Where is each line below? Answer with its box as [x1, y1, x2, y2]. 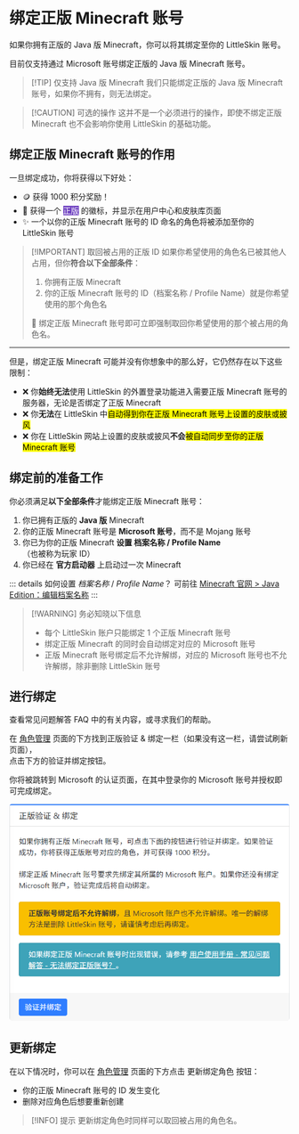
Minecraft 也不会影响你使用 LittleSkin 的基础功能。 [30, 118, 216, 129]
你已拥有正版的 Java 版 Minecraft [21, 514, 145, 526]
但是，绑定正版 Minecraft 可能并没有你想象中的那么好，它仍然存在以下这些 [9, 355, 283, 366]
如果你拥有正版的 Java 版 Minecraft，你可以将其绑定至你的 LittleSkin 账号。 [9, 39, 287, 50]
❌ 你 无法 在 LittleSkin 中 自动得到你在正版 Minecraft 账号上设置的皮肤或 [21, 408, 280, 419]
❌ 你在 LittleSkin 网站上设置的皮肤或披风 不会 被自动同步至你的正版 [21, 430, 264, 441]
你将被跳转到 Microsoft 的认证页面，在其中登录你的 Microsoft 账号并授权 [9, 774, 275, 785]
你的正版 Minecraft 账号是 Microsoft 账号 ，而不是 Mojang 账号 [21, 526, 252, 536]
